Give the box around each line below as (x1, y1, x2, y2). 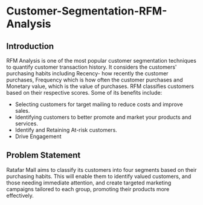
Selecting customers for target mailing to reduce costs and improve (14, 101, 183, 108)
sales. (14, 107, 30, 114)
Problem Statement (6, 150, 81, 160)
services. (14, 120, 38, 127)
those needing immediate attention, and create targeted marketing (6, 179, 172, 186)
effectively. (6, 192, 34, 199)
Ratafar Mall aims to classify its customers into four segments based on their (6, 166, 197, 173)
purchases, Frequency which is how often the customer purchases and (6, 77, 183, 83)
